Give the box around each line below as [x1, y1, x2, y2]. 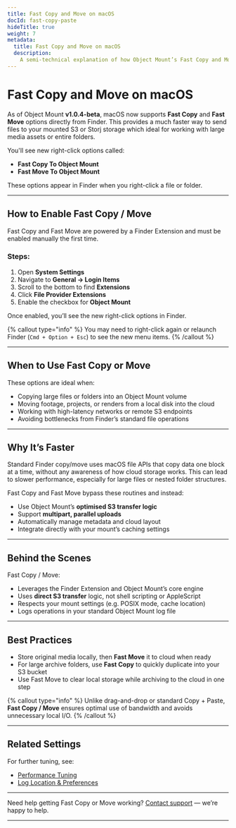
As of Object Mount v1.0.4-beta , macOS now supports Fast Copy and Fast [7, 110, 225, 118]
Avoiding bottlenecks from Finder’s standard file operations [17, 414, 190, 423]
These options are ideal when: [7, 378, 95, 386]
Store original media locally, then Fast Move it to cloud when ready [17, 653, 211, 662]
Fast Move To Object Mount [17, 167, 100, 176]
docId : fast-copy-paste [7, 17, 77, 24]
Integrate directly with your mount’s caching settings [17, 525, 170, 533]
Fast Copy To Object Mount [17, 159, 100, 168]
